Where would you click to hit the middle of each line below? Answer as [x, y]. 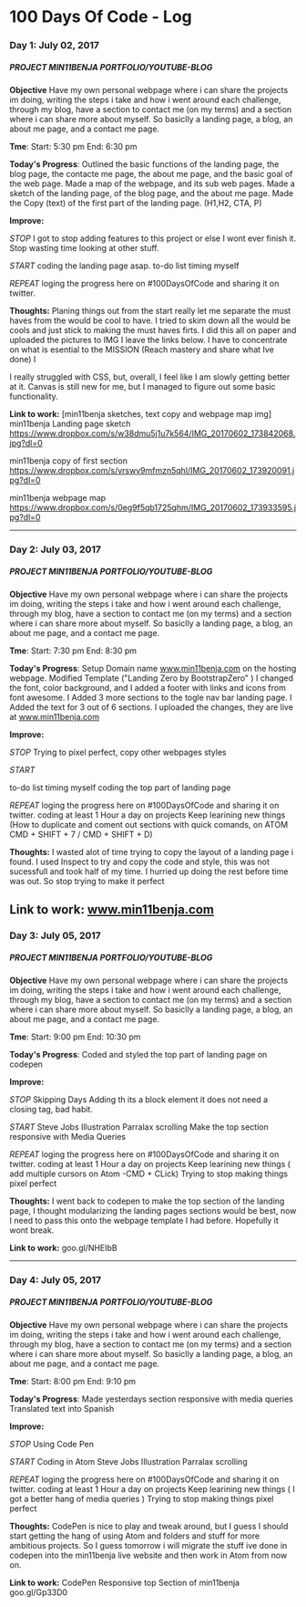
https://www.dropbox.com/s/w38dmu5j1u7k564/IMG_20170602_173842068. [153, 433]
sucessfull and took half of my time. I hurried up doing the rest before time [149, 871]
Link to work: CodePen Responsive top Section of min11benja [124, 1583]
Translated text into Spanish [62, 1409]
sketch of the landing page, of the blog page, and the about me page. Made [152, 193]
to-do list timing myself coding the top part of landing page [120, 788]
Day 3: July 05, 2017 [56, 935]
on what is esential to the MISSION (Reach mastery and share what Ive [142, 350]
